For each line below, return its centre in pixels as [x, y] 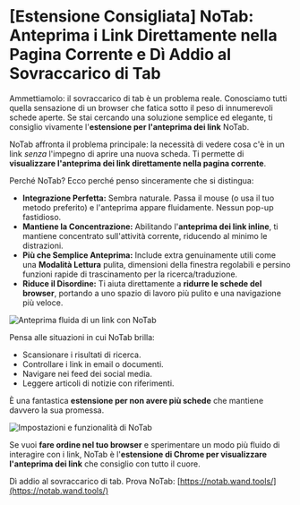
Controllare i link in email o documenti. [93, 364]
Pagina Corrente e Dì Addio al [120, 55]
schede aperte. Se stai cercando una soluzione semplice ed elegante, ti [141, 117]
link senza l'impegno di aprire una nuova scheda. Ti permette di [127, 153]
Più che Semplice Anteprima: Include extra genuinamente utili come [149, 255]
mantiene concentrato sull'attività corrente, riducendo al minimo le [145, 235]
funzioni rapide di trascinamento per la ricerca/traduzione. [130, 274]
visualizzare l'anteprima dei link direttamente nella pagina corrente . [138, 163]
